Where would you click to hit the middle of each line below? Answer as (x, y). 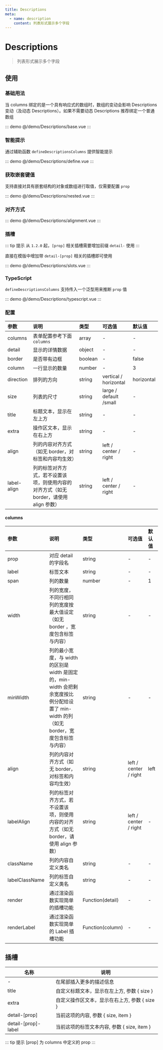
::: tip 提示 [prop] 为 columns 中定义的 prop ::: (50, 1042)
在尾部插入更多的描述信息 (85, 982)
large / (110, 390)
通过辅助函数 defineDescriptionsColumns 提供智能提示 (59, 152)
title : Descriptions (26, 9)
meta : (10, 14)
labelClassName (26, 880)
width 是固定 (64, 672)
